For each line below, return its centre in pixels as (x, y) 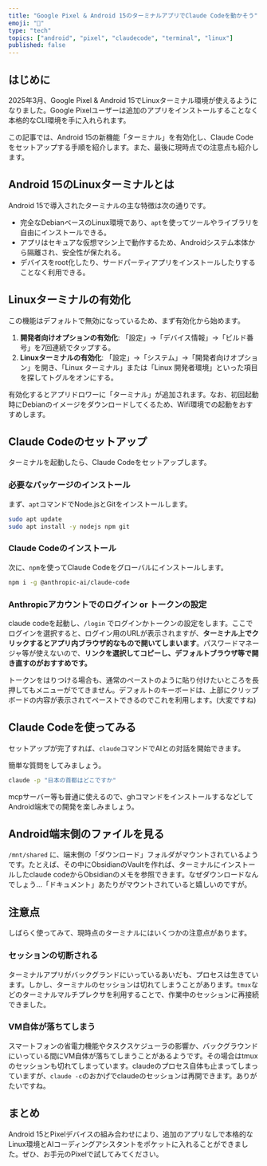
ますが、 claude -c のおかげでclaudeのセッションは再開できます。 (129, 1075)
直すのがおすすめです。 (53, 663)
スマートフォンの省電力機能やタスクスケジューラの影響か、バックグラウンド (133, 1046)
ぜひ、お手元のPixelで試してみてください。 (92, 1154)
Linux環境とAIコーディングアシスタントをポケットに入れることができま (125, 1144)
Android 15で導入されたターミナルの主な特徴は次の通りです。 (109, 205)
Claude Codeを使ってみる (73, 728)
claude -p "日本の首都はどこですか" (63, 780)
